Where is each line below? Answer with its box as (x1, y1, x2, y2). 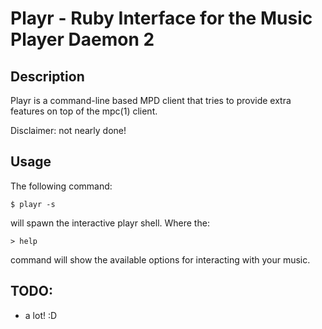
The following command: (10, 180, 113, 192)
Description (10, 68, 85, 85)
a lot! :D (24, 309, 58, 321)
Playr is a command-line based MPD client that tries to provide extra (10, 95, 292, 106)
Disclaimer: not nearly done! (10, 125, 127, 136)
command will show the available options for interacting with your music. (10, 253, 311, 266)
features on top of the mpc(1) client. (10, 105, 158, 117)
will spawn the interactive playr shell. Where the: (10, 217, 210, 229)
